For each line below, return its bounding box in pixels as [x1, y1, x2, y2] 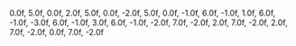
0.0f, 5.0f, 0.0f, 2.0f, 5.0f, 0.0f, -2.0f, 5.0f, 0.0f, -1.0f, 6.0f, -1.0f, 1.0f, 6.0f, [9, 8, 276, 18]
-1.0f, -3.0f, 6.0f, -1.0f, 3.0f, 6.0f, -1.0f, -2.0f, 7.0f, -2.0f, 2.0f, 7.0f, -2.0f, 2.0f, [9, 17, 288, 28]
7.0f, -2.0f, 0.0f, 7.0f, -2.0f [9, 27, 105, 37]
